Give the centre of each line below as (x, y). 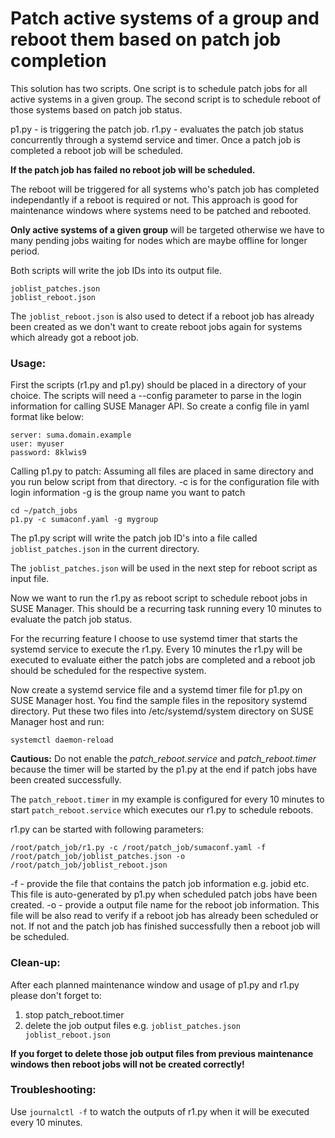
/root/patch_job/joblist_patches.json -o (98, 857)
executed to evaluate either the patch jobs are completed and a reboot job (163, 660)
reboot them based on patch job (146, 39)
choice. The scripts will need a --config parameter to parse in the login (156, 396)
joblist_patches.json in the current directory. (105, 549)
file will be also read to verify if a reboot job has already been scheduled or (164, 916)
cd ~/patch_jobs (44, 511)
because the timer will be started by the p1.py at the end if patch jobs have (164, 769)
